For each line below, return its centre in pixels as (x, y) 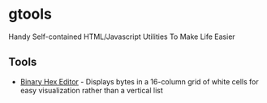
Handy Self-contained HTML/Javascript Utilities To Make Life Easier (122, 36)
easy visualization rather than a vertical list (92, 90)
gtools (30, 14)
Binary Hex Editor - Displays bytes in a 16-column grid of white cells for (139, 81)
